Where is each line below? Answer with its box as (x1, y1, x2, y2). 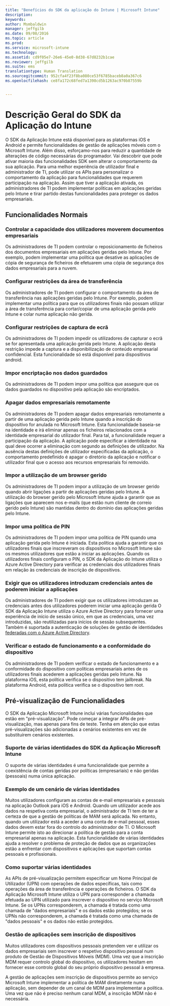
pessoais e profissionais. (5, 851, 57, 857)
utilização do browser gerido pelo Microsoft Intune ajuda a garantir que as (5, 494, 160, 500)
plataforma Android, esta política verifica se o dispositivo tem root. (5, 682, 145, 688)
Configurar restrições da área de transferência (5, 278, 123, 285)
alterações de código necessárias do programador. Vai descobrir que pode (5, 153, 162, 159)
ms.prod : (5, 41, 24, 46)
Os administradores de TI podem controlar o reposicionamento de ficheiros (5, 244, 163, 250)
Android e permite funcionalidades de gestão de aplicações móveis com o (5, 142, 161, 148)
